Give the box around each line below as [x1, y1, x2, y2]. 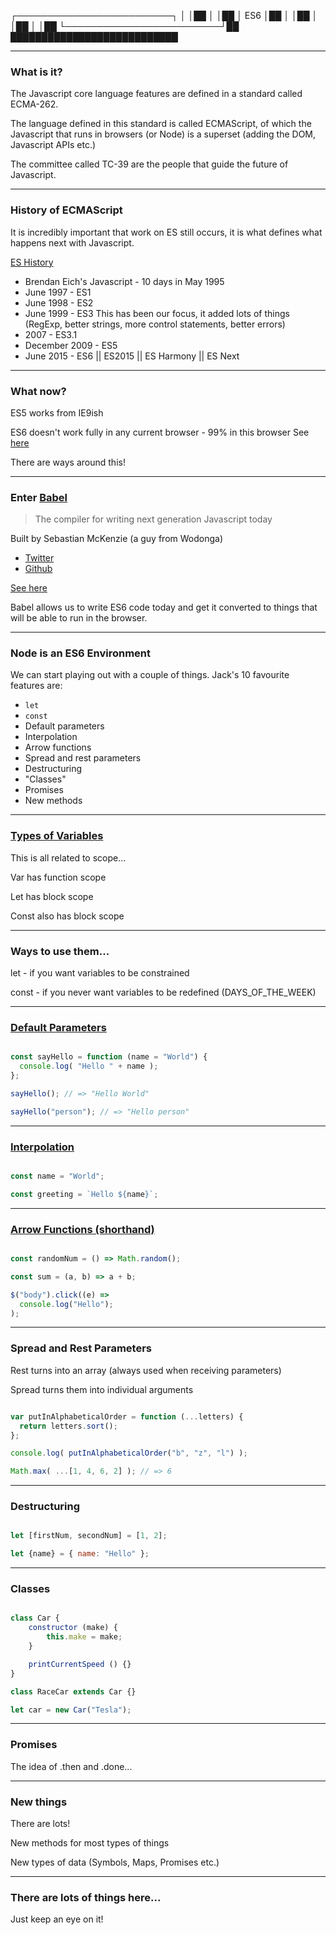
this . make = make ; [46, 1632, 123, 1642]
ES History [10, 256, 54, 268]
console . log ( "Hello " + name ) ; [19, 1061, 159, 1072]
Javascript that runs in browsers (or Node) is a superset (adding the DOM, [10, 128, 317, 140]
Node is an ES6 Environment [10, 646, 152, 660]
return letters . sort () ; [19, 1421, 118, 1431]
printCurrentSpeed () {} [28, 1659, 132, 1669]
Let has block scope [10, 890, 94, 902]
